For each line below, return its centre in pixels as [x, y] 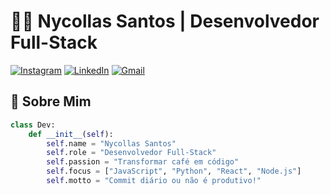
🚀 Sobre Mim [51, 101]
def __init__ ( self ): [71, 134]
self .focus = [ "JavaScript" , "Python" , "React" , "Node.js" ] [174, 171]
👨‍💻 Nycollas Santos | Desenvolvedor [165, 21]
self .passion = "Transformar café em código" [143, 162]
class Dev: [33, 125]
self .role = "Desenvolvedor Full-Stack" [131, 153]
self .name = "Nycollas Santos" [111, 143]
